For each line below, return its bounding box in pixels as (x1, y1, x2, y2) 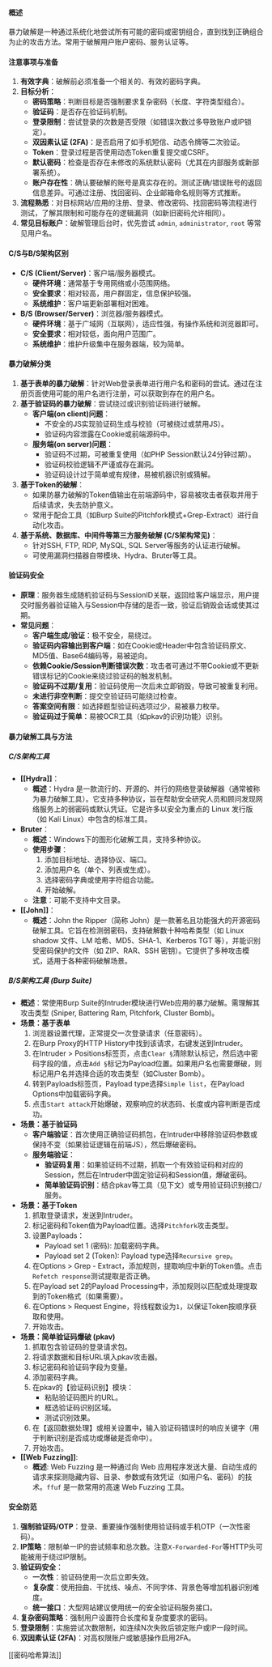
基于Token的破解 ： (19, 479, 85, 489)
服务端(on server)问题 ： (32, 439, 114, 449)
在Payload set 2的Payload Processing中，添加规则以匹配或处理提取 (32, 1281, 257, 1291)
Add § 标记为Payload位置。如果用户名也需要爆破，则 (88, 1058, 262, 1068)
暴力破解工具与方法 (8, 731, 73, 741)
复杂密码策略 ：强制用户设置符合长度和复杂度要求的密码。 (19, 1612, 212, 1622)
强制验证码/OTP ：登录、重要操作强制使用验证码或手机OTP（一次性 (19, 1521, 244, 1531)
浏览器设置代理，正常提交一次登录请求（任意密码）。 (32, 1028, 206, 1038)
